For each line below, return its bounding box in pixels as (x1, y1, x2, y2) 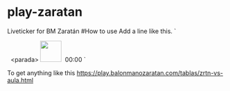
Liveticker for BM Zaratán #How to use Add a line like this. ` (7, 27, 177, 35)
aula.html (7, 76, 33, 84)
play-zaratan (7, 4, 83, 20)
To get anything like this (7, 68, 76, 77)
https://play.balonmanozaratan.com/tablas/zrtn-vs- (76, 68, 224, 77)
